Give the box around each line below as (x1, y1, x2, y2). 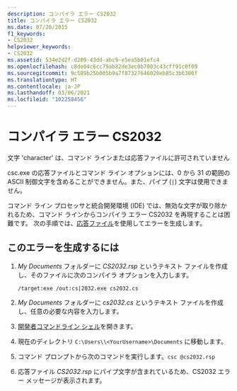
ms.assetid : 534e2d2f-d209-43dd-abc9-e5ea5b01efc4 (7, 57, 160, 64)
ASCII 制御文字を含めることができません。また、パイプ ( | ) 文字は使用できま (7, 177, 229, 186)
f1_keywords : (7, 30, 46, 38)
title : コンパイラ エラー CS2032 (7, 17, 98, 24)
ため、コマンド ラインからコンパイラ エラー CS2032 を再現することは (19, 210, 224, 218)
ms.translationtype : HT (7, 76, 78, 84)
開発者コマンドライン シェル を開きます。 (17, 322, 137, 330)
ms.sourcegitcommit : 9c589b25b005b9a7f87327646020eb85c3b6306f (7, 69, 198, 76)
